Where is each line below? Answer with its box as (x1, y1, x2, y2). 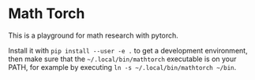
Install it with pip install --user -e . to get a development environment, (8, 45, 248, 55)
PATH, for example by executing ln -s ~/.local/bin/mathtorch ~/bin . (8, 62, 237, 71)
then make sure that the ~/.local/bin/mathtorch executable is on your (8, 54, 237, 64)
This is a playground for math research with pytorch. (8, 31, 179, 40)
